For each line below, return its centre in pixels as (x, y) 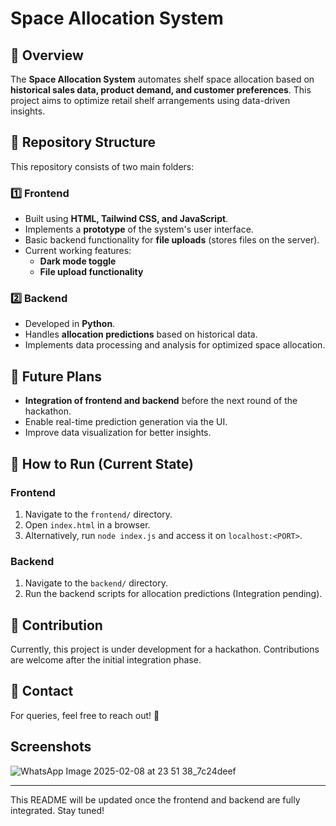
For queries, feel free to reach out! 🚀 (85, 715)
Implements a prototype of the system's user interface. (139, 229)
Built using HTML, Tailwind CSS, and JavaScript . (126, 219)
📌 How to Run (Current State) (102, 463)
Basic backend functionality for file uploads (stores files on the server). (172, 240)
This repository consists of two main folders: (102, 166)
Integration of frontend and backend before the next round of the (161, 401)
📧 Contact (42, 691)
